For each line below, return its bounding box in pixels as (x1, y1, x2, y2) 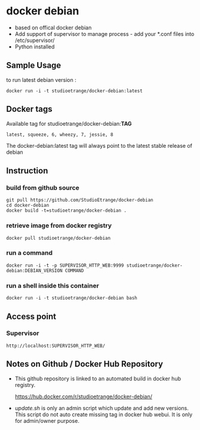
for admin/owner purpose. (14, 417, 79, 424)
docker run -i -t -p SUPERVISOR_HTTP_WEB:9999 (6, 262, 124, 269)
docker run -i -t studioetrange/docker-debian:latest (6, 88, 143, 94)
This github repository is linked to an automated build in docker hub (14, 375, 181, 382)
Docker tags (6, 104, 53, 114)
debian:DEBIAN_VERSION (6, 267, 63, 273)
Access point (6, 311, 57, 321)
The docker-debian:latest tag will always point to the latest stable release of (6, 142, 193, 149)
